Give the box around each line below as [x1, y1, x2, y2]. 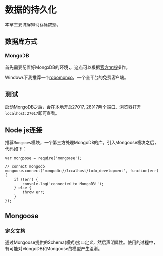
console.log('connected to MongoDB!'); [23, 182, 104, 186]
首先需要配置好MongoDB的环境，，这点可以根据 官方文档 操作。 [5, 64, 131, 70]
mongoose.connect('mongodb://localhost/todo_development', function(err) [5, 168, 159, 174]
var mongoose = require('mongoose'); [5, 156, 82, 161]
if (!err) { [14, 177, 38, 182]
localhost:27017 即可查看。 [5, 110, 60, 116]
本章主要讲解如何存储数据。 [5, 22, 61, 27]
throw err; [23, 190, 45, 195]
